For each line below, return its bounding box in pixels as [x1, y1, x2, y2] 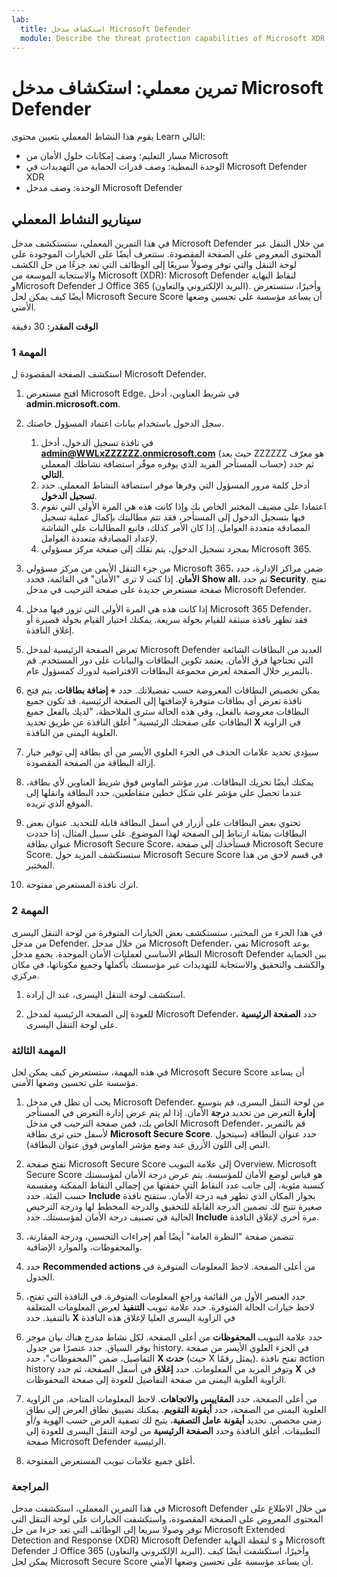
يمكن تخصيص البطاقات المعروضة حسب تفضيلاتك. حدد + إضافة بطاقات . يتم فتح [25, 684, 321, 696]
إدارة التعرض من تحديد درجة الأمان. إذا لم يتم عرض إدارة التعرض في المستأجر [25, 1107, 316, 1119]
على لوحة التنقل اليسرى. [25, 1018, 118, 1030]
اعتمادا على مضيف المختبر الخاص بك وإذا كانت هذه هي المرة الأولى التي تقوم [40, 501, 327, 513]
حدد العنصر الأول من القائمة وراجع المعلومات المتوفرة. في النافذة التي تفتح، [25, 1291, 306, 1303]
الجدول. [25, 1271, 56, 1283]
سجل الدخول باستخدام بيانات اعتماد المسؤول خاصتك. [25, 417, 224, 430]
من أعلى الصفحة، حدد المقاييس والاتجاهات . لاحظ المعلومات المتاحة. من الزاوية [25, 1393, 318, 1405]
